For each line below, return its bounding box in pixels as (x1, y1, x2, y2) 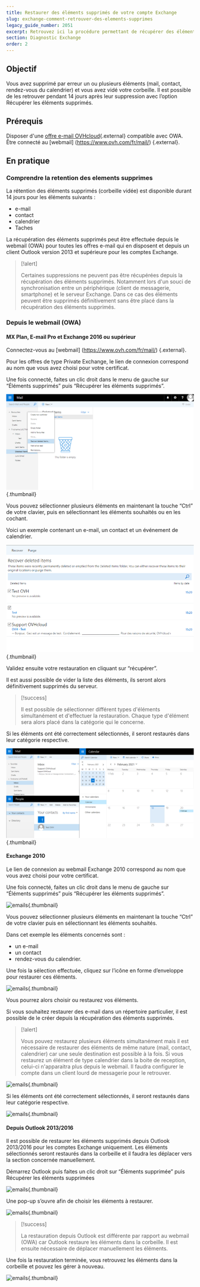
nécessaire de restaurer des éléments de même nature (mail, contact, (20, 1044, 192, 1051)
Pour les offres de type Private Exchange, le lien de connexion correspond (6, 358, 189, 365)
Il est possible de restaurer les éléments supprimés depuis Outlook (6, 1138, 170, 1145)
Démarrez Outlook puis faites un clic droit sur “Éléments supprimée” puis (6, 1168, 185, 1175)
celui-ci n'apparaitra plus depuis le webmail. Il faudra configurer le (20, 1063, 184, 1070)
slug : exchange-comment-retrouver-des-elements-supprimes (6, 16, 153, 22)
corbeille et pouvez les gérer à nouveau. (6, 1263, 105, 1270)
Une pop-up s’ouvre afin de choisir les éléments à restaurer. (6, 1197, 154, 1205)
